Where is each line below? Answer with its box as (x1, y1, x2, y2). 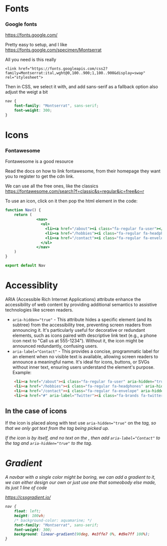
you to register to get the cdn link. (5, 173, 75, 179)
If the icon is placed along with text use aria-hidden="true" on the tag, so (5, 420, 157, 426)
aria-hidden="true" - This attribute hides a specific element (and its (12, 316, 152, 322)
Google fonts (5, 21, 37, 28)
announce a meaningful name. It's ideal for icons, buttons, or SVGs (12, 359, 150, 365)
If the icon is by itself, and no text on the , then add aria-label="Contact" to (5, 435, 161, 441)
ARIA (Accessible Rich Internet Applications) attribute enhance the (5, 296, 141, 302)
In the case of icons (5, 407, 67, 415)
